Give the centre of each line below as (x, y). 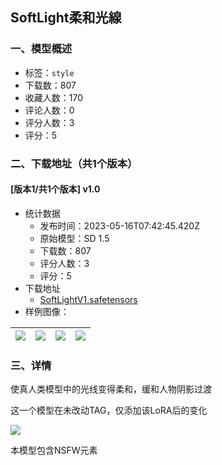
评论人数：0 (49, 110)
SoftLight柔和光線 (66, 18)
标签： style (49, 72)
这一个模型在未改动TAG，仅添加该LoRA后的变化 (109, 410)
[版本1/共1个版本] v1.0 (55, 189)
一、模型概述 (41, 49)
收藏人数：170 (54, 97)
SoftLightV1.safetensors (88, 299)
